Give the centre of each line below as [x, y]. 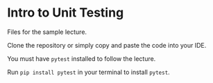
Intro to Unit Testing [66, 13]
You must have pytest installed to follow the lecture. [82, 58]
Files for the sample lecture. [47, 32]
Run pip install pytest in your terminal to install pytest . [88, 72]
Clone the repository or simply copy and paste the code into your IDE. [107, 45]
